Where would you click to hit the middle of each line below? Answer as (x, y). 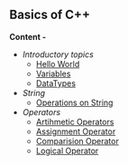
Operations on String (74, 102)
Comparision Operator (77, 141)
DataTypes (56, 83)
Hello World (58, 63)
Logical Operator (67, 150)
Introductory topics (58, 54)
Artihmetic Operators (75, 121)
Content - (28, 36)
